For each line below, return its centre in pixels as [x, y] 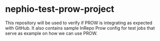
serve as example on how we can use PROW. [51, 33]
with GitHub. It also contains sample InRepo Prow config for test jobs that [80, 28]
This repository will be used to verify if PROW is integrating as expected [79, 23]
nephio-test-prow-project [60, 9]
